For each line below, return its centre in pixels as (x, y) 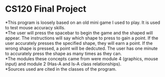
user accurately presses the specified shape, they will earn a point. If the (79, 43)
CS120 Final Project (46, 9)
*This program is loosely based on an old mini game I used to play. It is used (83, 22)
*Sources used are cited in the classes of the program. (61, 69)
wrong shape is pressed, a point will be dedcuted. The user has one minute (82, 48)
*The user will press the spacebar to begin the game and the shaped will (79, 33)
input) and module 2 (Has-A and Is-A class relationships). (63, 64)
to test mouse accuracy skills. (35, 27)
